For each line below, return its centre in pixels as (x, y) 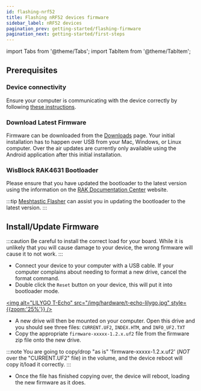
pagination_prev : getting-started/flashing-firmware (74, 29)
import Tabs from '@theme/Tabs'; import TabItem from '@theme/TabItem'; (99, 51)
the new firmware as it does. (50, 383)
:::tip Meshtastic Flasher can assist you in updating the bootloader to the (96, 202)
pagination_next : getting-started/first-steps (66, 34)
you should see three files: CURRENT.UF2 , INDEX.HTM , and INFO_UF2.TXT (100, 327)
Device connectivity (36, 87)
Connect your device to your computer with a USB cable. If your (94, 266)
